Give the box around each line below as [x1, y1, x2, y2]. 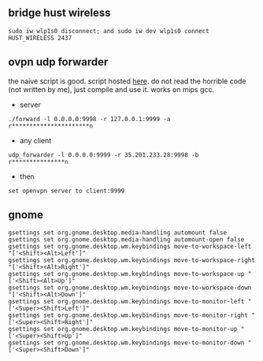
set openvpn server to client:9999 [8, 186, 125, 195]
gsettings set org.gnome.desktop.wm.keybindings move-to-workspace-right [8, 256, 256, 264]
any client [19, 135, 52, 145]
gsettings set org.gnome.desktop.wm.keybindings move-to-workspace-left [8, 243, 252, 251]
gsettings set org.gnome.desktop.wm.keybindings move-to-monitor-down [8, 339, 245, 347]
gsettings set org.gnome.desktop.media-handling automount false [8, 229, 227, 237]
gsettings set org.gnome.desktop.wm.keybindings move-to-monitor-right [8, 311, 248, 319]
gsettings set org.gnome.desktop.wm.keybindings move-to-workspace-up [8, 271, 245, 278]
